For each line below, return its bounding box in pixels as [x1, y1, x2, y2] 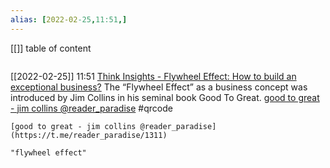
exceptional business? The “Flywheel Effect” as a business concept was [10, 81, 308, 93]
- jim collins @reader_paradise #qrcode [10, 102, 173, 114]
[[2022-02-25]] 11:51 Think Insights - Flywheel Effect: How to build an [10, 70, 297, 82]
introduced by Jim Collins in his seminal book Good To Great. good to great [10, 91, 320, 103]
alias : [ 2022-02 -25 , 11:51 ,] [10, 14, 128, 25]
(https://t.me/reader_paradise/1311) [10, 130, 168, 140]
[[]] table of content [10, 42, 92, 54]
